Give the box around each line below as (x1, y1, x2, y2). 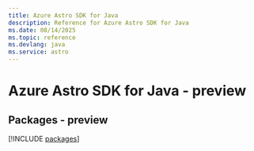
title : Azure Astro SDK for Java (8, 11, 119, 20)
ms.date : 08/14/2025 (8, 26, 77, 34)
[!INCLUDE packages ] (8, 134, 80, 143)
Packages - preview (8, 113, 108, 127)
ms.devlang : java (8, 41, 66, 49)
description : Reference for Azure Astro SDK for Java (8, 19, 190, 27)
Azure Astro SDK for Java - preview (8, 82, 247, 100)
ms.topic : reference (8, 33, 77, 42)
